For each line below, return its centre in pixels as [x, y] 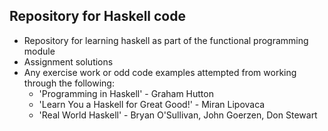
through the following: [69, 83]
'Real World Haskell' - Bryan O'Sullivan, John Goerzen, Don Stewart [178, 115]
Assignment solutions [68, 61]
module [39, 51]
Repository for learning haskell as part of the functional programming [166, 40]
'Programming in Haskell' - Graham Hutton [126, 93]
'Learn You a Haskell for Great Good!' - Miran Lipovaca [152, 104]
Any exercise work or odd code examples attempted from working [160, 72]
